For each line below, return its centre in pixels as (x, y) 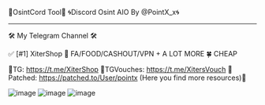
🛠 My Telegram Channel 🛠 (52, 36)
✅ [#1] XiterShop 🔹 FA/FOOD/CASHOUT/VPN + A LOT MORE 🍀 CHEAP (123, 54)
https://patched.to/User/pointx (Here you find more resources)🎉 (143, 78)
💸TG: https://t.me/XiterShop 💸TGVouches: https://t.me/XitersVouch (117, 69)
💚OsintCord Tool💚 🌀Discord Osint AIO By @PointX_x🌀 (94, 12)
